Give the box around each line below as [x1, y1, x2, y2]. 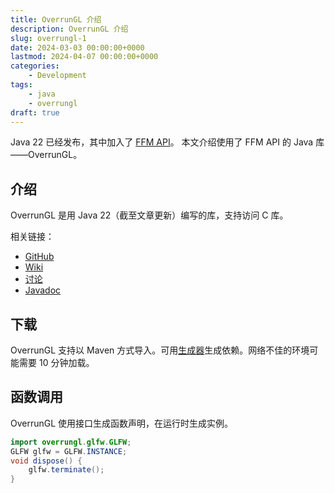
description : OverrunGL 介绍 [10, 24, 129, 34]
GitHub [24, 251, 55, 263]
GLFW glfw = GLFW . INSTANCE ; [10, 446, 128, 456]
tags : [10, 80, 33, 90]
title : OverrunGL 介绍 [10, 14, 102, 25]
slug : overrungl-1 [10, 33, 87, 43]
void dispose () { [10, 456, 83, 466]
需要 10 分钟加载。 [18, 357, 95, 368]
